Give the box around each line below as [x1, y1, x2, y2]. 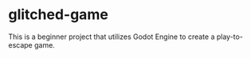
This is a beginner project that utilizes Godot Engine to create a [8, 32, 215, 41]
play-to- [216, 32, 243, 41]
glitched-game [8, 6, 109, 24]
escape [8, 40, 33, 49]
